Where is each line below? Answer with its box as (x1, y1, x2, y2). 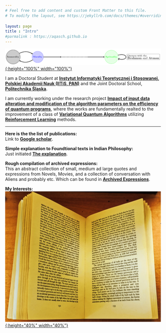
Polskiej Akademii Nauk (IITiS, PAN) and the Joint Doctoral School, (5, 80, 142, 86)
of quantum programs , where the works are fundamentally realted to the (5, 106, 154, 111)
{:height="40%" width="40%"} (5, 322, 68, 328)
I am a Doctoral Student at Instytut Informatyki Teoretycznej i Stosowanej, (5, 75, 160, 81)
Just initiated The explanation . (5, 151, 68, 157)
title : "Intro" (5, 29, 39, 34)
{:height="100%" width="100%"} (5, 65, 73, 71)
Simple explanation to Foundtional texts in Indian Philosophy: (5, 145, 133, 151)
